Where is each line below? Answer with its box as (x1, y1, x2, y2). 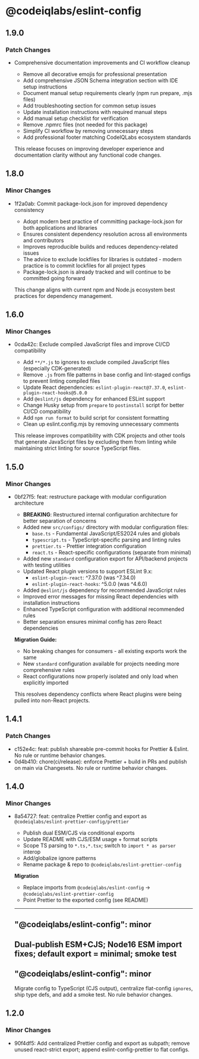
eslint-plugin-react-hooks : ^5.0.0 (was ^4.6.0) (31, 580, 148, 587)
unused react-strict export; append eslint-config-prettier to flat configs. (14, 1046, 189, 1053)
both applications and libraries (23, 224, 97, 231)
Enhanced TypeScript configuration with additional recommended (23, 605, 185, 613)
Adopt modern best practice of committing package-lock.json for (23, 218, 183, 225)
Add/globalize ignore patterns (23, 855, 96, 862)
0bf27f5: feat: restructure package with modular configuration (14, 493, 167, 500)
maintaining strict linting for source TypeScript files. (14, 445, 141, 452)
